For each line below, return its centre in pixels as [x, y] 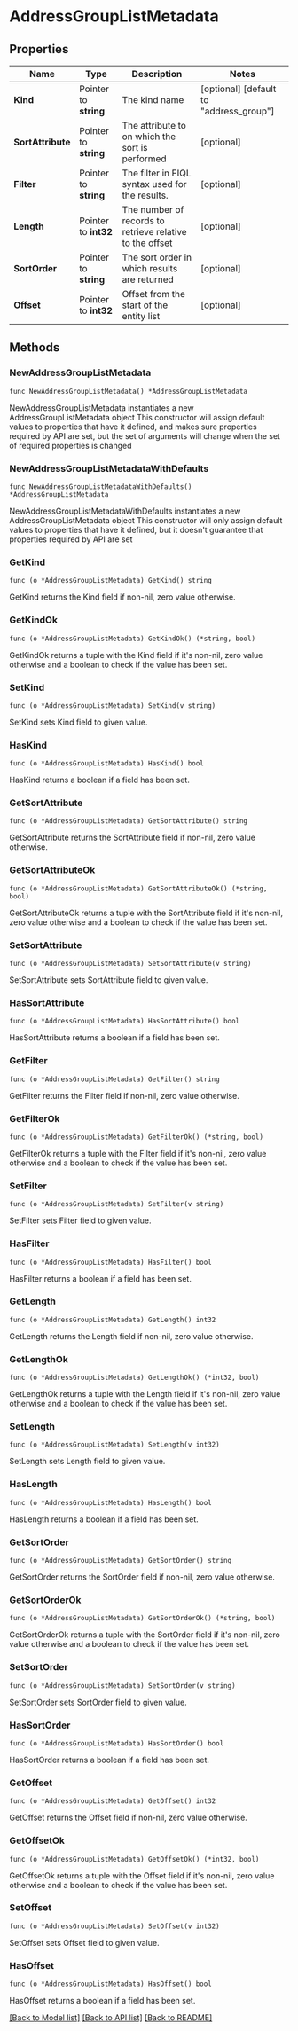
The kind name [153, 100]
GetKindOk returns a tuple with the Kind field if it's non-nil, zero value [136, 655]
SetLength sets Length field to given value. [87, 1462]
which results [150, 268]
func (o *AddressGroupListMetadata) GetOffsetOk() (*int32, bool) [134, 1859]
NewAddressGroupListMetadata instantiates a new [102, 408]
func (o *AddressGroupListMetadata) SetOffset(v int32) [114, 1926]
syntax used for [154, 184]
